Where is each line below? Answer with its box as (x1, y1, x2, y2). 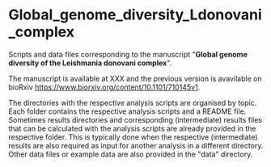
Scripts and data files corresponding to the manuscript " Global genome (8, 49, 248, 59)
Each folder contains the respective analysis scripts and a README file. (8, 106, 247, 116)
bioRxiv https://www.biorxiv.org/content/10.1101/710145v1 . (8, 82, 201, 92)
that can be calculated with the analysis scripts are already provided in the (8, 123, 256, 133)
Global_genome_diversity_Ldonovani (8, 6, 263, 24)
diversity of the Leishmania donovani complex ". (8, 58, 172, 68)
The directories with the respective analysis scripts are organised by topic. (8, 98, 257, 107)
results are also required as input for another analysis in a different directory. (8, 140, 264, 150)
